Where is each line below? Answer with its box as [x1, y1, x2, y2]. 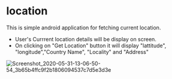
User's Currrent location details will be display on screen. [14, 35, 157, 42]
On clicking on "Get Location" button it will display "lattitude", [14, 42, 167, 49]
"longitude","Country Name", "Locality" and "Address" [14, 48, 149, 55]
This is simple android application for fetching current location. [6, 24, 161, 31]
